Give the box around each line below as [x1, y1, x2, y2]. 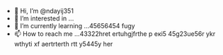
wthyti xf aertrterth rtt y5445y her [13, 39, 113, 48]
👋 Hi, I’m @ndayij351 [13, 7, 74, 15]
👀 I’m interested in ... [13, 14, 74, 23]
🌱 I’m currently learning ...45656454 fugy [13, 22, 136, 30]
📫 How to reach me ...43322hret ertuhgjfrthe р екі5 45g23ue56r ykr [13, 30, 216, 38]
